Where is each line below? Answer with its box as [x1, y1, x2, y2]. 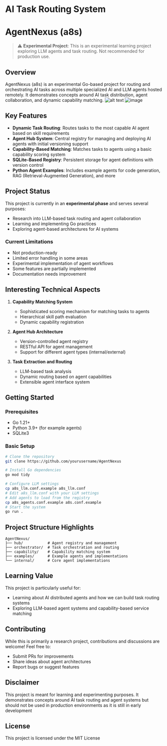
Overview [5, 68, 36, 76]
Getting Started [5, 393, 54, 402]
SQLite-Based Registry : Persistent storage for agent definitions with [12, 156, 154, 163]
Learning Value [5, 572, 53, 580]
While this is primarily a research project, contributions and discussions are [5, 638, 160, 644]
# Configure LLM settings [5, 481, 59, 486]
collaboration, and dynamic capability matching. [5, 97, 104, 103]
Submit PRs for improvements [12, 653, 74, 659]
